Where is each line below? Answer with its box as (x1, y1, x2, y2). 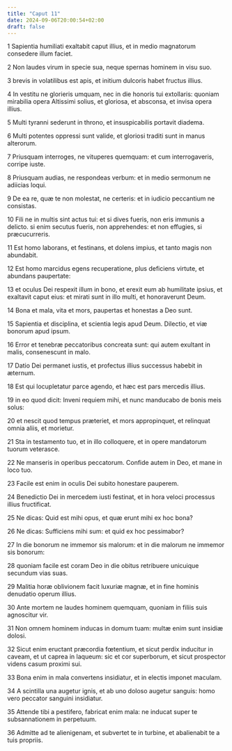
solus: (7, 403, 24, 411)
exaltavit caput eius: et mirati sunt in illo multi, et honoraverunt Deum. (7, 293, 206, 301)
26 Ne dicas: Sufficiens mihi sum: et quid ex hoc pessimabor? (7, 527, 185, 536)
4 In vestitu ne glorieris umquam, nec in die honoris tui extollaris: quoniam (7, 90, 219, 98)
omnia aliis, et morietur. (7, 424, 75, 432)
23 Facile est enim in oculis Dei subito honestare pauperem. (7, 480, 179, 488)
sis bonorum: (7, 548, 45, 557)
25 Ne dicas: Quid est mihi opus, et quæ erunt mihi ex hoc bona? (7, 514, 193, 522)
